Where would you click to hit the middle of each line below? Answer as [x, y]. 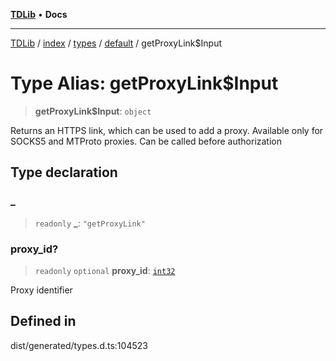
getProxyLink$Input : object [93, 111]
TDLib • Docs [39, 14]
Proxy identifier [41, 290]
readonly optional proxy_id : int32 [105, 270]
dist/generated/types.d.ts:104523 [79, 345]
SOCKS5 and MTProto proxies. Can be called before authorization [146, 141]
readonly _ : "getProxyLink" [90, 223]
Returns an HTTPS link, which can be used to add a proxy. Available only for [167, 130]
